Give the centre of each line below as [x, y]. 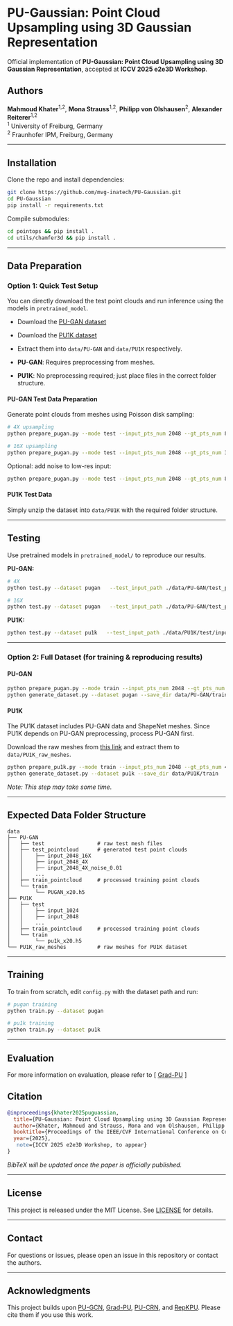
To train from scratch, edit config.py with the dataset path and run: [103, 991]
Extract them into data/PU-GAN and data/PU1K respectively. [100, 349]
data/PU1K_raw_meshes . [39, 754]
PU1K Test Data [30, 495]
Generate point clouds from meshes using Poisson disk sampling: [101, 415]
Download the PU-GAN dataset [62, 322]
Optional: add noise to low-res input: [59, 466]
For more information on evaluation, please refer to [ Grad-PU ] [97, 1075]
